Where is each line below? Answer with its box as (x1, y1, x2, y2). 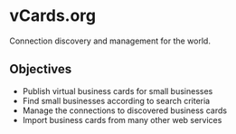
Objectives (9, 62, 72, 77)
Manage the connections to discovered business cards (22, 105, 228, 116)
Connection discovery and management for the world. (9, 35, 211, 46)
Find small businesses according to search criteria (22, 95, 211, 106)
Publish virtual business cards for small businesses (22, 85, 213, 96)
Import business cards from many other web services (22, 114, 222, 125)
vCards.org (9, 5, 97, 26)
